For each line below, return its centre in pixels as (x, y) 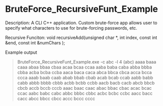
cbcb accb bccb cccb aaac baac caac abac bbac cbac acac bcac (84, 88)
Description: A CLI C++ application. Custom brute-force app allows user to (81, 23)
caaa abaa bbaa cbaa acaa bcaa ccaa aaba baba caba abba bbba (84, 67)
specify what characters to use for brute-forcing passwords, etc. (71, 28)
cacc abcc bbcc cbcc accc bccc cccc (56, 98)
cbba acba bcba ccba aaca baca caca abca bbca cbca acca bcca (84, 72)
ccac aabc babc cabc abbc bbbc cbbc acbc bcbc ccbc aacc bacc (85, 93)
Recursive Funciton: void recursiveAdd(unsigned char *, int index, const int (81, 37)
